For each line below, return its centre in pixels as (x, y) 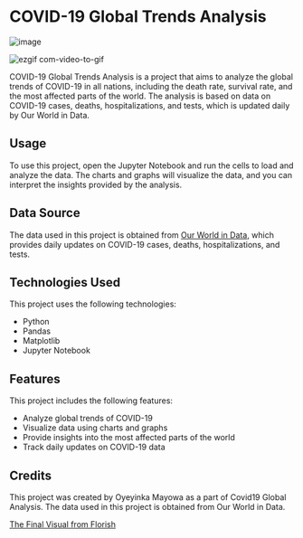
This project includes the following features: (91, 401)
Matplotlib (41, 341)
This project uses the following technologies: (93, 304)
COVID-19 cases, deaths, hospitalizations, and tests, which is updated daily (150, 105)
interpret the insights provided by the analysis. (96, 184)
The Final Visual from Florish (62, 524)
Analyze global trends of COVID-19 (88, 419)
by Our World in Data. (50, 115)
